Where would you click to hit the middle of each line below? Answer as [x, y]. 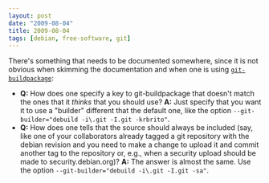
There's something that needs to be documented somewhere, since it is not [133, 61]
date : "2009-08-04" [41, 23]
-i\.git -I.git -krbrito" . [126, 119]
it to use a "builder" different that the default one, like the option [125, 111]
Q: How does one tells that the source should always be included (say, [137, 128]
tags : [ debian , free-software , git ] [69, 38]
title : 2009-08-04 [39, 31]
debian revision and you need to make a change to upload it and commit [139, 144]
